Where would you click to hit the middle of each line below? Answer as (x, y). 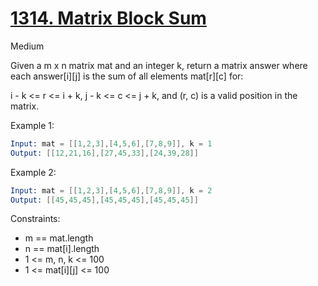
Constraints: (35, 219)
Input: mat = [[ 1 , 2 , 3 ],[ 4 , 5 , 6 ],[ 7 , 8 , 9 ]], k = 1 (111, 143)
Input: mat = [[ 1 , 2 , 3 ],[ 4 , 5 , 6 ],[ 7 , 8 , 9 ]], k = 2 (111, 190)
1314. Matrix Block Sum (108, 18)
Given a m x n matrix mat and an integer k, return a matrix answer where (159, 65)
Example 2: (33, 172)
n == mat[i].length (62, 249)
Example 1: (32, 125)
